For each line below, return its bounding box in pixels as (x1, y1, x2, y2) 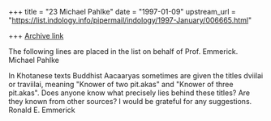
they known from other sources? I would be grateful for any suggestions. (8, 97, 252, 106)
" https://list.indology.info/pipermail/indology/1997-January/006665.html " (8, 15, 252, 25)
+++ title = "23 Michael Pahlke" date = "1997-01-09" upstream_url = (8, 7, 237, 16)
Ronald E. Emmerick (8, 105, 75, 115)
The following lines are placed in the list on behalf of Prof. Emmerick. (8, 47, 239, 56)
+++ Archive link (8, 31, 64, 40)
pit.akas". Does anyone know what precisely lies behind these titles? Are (8, 88, 250, 98)
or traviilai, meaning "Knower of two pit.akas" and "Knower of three (8, 80, 234, 89)
